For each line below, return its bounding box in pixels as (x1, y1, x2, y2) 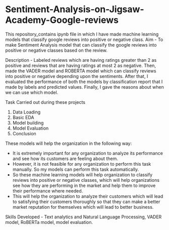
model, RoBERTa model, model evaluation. (5, 219, 93, 225)
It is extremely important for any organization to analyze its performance (12, 150, 163, 156)
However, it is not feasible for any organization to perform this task (12, 161, 151, 167)
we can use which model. (5, 89, 59, 95)
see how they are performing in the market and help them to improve (12, 182, 156, 188)
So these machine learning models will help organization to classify (12, 171, 153, 178)
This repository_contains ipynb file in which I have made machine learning (5, 31, 159, 37)
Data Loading (12, 109, 41, 115)
